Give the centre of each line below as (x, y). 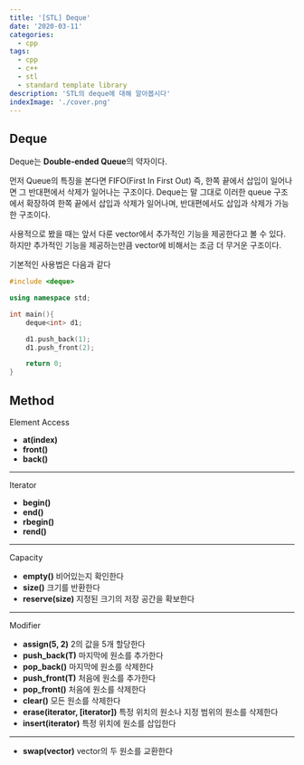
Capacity (26, 557)
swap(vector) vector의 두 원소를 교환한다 (98, 751)
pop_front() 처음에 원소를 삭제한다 (84, 689)
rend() (34, 531)
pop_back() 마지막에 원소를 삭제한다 (88, 667)
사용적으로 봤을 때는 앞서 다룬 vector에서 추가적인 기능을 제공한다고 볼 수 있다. (148, 234)
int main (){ (32, 314)
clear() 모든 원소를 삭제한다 (71, 701)
